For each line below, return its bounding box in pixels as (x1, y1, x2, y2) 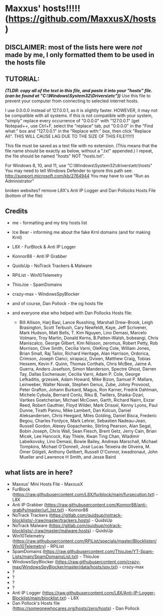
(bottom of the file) (5, 193, 43, 199)
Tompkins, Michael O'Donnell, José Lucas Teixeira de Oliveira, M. (19, 444, 151, 450)
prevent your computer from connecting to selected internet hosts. (5, 98, 139, 104)
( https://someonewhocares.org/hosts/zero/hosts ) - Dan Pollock (12, 605, 140, 612)
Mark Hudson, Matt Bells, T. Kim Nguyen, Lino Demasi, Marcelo (19, 330, 147, 336)
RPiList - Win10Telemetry (12, 272, 63, 278)
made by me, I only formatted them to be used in (5, 51, 155, 59)
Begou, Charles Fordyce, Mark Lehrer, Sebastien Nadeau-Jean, (19, 418, 147, 424)
